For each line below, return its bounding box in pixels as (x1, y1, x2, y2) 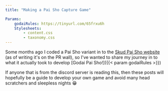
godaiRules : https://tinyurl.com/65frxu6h (14, 21, 105, 26)
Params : (5, 16, 22, 22)
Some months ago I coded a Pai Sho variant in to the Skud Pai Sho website (5, 49, 160, 55)
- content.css (23, 31, 53, 36)
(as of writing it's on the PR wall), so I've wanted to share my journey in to (5, 54, 158, 60)
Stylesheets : (14, 26, 42, 31)
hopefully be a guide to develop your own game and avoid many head (5, 75, 150, 80)
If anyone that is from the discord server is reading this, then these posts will (5, 69, 164, 75)
